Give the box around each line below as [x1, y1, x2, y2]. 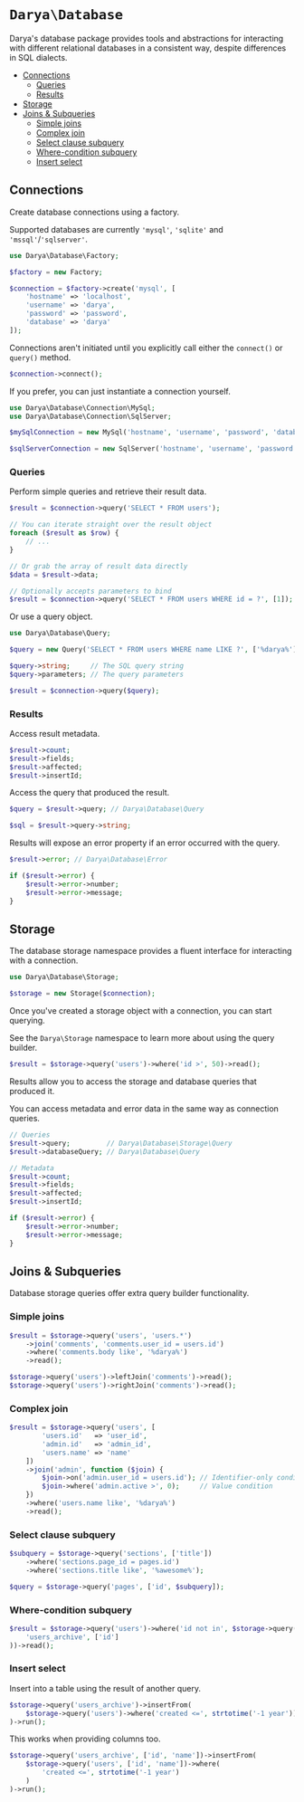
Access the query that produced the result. [9, 787, 170, 798]
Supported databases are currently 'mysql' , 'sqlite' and [9, 224, 223, 234]
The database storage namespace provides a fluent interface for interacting [9, 946, 292, 957]
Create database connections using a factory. [9, 206, 180, 217]
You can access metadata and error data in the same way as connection [9, 1103, 279, 1114]
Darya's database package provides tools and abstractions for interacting [9, 33, 284, 43]
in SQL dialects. [9, 52, 68, 62]
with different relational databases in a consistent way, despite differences [9, 43, 287, 53]
